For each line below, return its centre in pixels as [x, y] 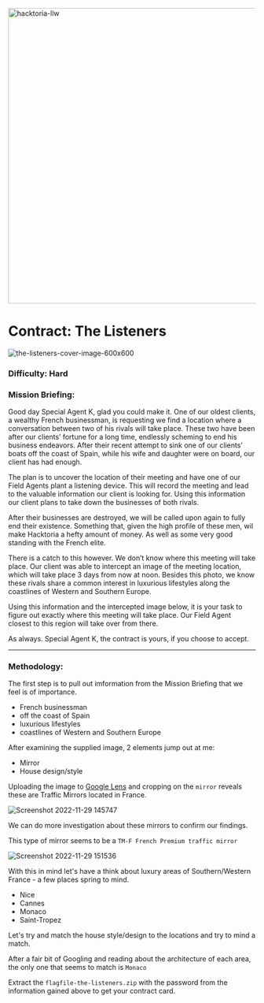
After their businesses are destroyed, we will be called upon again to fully [127, 518]
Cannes [32, 903]
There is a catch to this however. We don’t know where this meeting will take [132, 558]
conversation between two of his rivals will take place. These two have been [132, 429]
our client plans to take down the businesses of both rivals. [104, 503]
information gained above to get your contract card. [92, 991]
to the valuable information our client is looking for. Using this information [127, 494]
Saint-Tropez [40, 920]
